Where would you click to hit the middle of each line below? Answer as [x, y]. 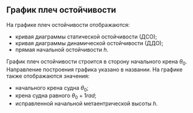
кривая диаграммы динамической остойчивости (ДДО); [89, 43]
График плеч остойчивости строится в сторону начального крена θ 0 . [97, 62]
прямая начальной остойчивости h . [62, 49]
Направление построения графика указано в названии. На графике [95, 69]
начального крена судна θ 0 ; [52, 88]
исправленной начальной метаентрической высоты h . [86, 104]
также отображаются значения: [48, 76]
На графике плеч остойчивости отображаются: [68, 24]
